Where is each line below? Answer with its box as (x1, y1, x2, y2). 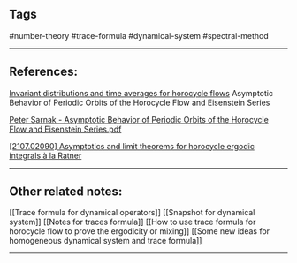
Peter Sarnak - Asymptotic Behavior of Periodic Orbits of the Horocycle (9, 114, 270, 124)
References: (9, 64, 78, 79)
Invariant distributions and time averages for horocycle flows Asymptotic (9, 87, 274, 98)
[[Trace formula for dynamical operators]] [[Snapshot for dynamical (9, 207, 255, 218)
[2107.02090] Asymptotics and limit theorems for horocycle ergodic (9, 140, 255, 151)
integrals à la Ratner (9, 150, 82, 161)
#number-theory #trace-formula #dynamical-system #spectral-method (9, 30, 270, 41)
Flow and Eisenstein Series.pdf (9, 124, 122, 134)
